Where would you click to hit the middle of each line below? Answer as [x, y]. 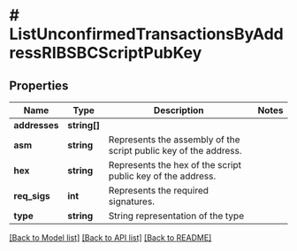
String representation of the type [176, 216]
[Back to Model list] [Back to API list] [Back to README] [110, 238]
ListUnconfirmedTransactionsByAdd [147, 34]
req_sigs [32, 196]
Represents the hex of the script [175, 165]
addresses [36, 125]
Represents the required [159, 190]
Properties [39, 85]
